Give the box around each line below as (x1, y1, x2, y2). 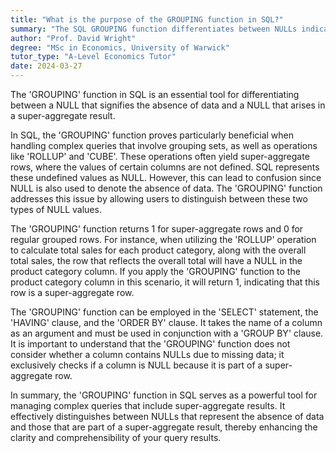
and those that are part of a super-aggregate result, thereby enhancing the (10, 421, 318, 433)
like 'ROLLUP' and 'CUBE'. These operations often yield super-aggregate (10, 151, 310, 162)
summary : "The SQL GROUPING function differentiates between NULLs (10, 24, 298, 34)
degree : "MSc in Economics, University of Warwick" (10, 42, 230, 53)
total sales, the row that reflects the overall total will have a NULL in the (10, 255, 303, 266)
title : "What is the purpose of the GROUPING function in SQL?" (10, 14, 284, 25)
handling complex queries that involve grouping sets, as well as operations (10, 140, 318, 151)
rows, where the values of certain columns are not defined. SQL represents (10, 161, 320, 173)
